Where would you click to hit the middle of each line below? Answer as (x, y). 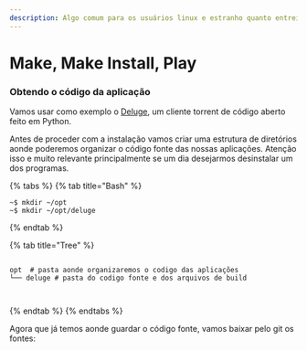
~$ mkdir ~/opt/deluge (53, 211)
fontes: (23, 338)
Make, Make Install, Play (103, 63)
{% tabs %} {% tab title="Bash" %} (76, 186)
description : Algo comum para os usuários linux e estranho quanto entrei (155, 18)
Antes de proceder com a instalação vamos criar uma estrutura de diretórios (153, 139)
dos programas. (39, 168)
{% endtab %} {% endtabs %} (66, 311)
